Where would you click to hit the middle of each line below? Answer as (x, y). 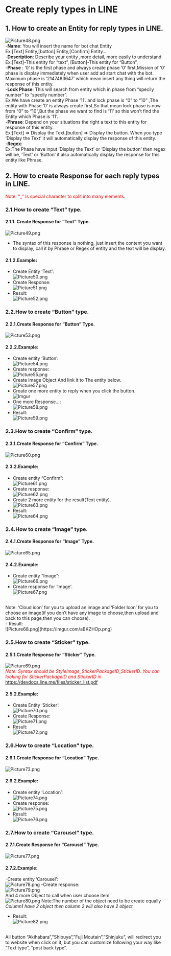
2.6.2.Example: (22, 781)
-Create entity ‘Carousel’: (32, 879)
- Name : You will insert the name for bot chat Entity (59, 46)
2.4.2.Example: (22, 564)
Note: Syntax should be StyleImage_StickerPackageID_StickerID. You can (82, 671)
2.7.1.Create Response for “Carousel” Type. (52, 845)
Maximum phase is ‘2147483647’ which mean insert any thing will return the (86, 78)
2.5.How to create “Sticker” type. (48, 642)
